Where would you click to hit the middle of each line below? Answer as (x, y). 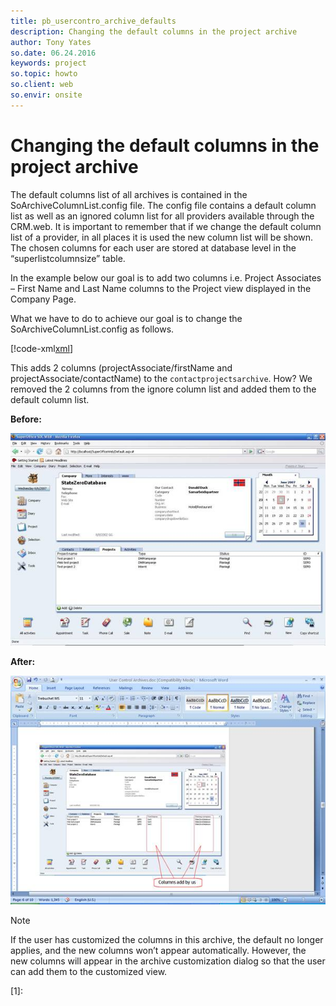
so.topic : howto (44, 74)
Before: (26, 419)
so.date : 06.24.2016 (53, 53)
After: (23, 662)
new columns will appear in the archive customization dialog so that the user (168, 961)
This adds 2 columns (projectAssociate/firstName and (121, 367)
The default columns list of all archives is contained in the (129, 194)
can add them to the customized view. (89, 971)
